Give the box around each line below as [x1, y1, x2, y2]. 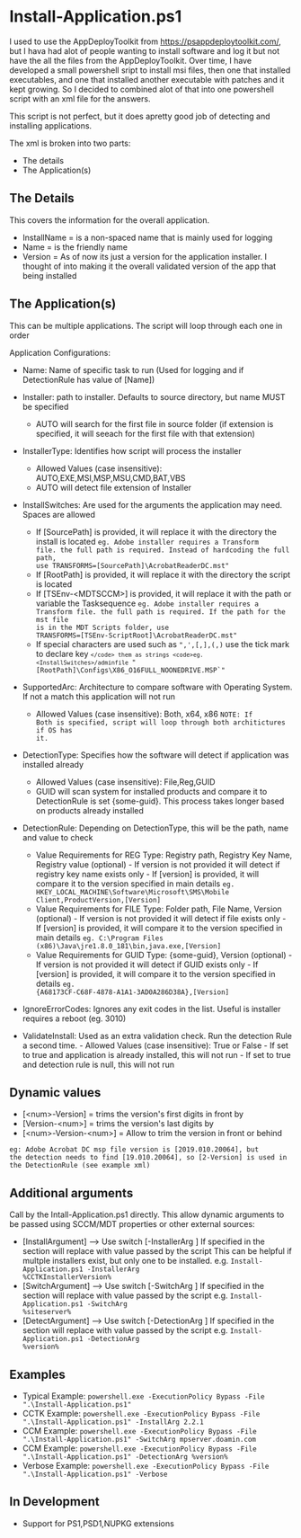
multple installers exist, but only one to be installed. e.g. [22, 1256, 229, 1267]
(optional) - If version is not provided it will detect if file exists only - [35, 912, 287, 923]
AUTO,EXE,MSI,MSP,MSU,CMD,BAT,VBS [35, 472, 186, 483]
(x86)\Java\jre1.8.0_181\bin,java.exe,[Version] [35, 941, 222, 950]
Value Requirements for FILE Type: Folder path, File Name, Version [35, 903, 283, 914]
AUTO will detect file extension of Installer [35, 482, 191, 493]
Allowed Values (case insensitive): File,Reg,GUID [35, 776, 216, 787]
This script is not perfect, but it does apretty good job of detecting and [9, 111, 271, 121]
